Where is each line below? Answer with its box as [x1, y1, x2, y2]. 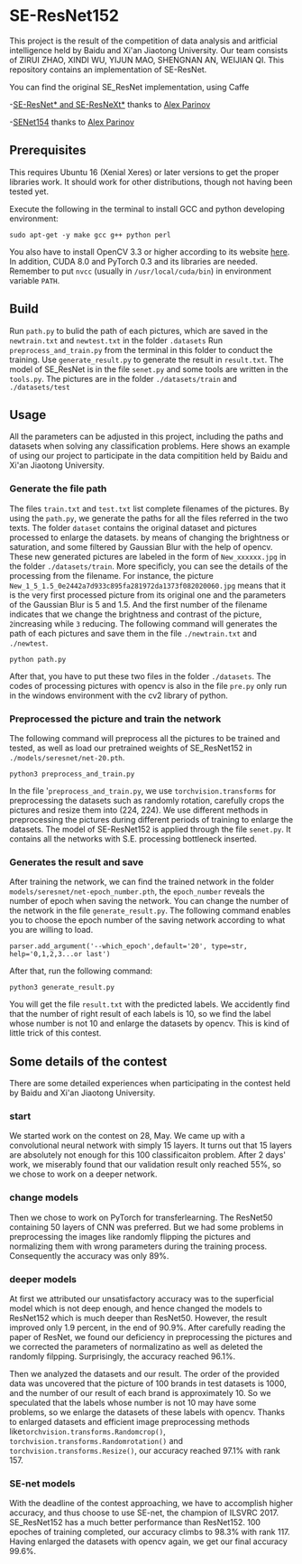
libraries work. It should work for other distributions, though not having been [9, 176, 293, 187]
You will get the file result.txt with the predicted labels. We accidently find [9, 999, 290, 1010]
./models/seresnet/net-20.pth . [9, 751, 125, 763]
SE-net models [9, 1477, 76, 1490]
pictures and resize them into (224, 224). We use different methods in [9, 805, 269, 815]
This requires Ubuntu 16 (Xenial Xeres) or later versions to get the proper [9, 166, 279, 177]
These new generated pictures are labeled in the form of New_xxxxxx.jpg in [9, 551, 287, 562]
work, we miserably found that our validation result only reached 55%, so [9, 1159, 282, 1170]
